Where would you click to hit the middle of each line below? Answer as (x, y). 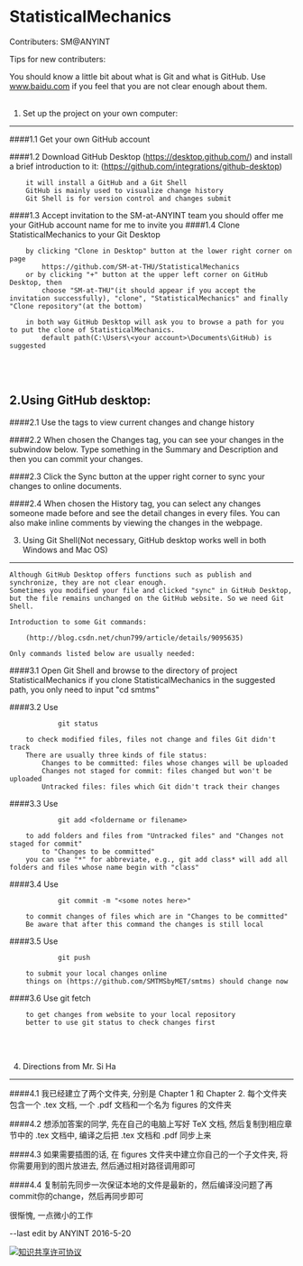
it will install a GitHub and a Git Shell (106, 182)
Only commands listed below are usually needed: (102, 653)
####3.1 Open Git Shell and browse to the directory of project (124, 670)
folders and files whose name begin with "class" (105, 867)
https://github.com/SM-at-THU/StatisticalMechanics (141, 267)
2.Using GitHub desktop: (80, 400)
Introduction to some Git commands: (78, 622)
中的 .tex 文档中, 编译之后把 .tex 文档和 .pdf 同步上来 (114, 1135)
